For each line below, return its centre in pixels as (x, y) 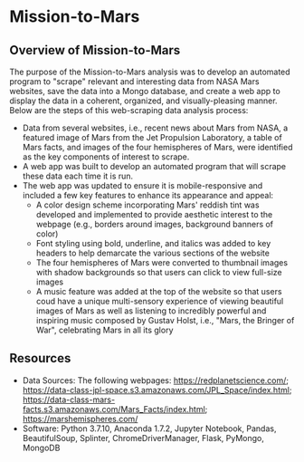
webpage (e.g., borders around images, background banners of (155, 224)
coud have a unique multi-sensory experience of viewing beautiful (160, 301)
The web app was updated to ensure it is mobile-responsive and (142, 186)
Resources (40, 358)
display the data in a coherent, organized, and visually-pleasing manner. (143, 101)
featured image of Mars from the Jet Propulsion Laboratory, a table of (152, 137)
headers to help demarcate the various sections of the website (152, 253)
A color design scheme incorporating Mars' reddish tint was (147, 205)
